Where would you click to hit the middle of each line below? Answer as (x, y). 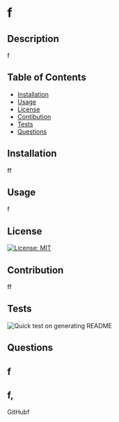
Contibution (34, 116)
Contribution (35, 270)
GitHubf (18, 412)
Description (33, 39)
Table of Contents (47, 77)
